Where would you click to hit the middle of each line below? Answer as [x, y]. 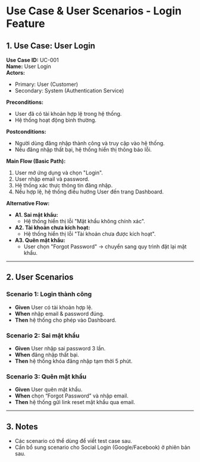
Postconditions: [26, 132]
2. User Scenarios [40, 277]
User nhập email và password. [52, 179]
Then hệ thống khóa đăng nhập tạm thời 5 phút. [74, 361]
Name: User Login [29, 66]
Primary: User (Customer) [46, 84]
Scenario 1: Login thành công [49, 294]
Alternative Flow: [28, 203]
